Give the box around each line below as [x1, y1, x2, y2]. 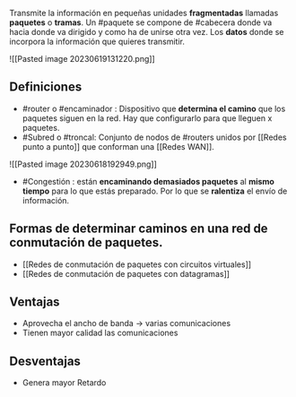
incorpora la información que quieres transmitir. [9, 36, 186, 47]
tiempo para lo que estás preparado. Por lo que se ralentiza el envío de [22, 186, 288, 196]
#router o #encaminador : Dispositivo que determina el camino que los [22, 103, 286, 114]
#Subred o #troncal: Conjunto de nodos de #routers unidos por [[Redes [22, 132, 287, 142]
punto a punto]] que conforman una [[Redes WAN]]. [22, 141, 215, 151]
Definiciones [9, 80, 83, 95]
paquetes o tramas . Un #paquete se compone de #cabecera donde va [9, 17, 273, 28]
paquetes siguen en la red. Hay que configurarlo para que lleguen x [22, 112, 273, 124]
